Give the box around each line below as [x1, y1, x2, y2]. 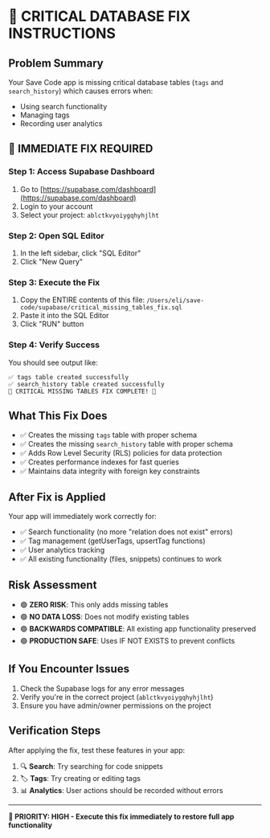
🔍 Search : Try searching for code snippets [19, 761, 163, 771]
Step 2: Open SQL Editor [8, 230, 104, 241]
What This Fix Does [8, 409, 108, 423]
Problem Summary [8, 56, 104, 70]
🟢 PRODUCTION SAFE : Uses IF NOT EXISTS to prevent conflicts [19, 636, 235, 646]
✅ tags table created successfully [8, 373, 129, 381]
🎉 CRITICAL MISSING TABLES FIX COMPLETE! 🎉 [8, 387, 157, 395]
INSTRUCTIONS [8, 24, 117, 43]
